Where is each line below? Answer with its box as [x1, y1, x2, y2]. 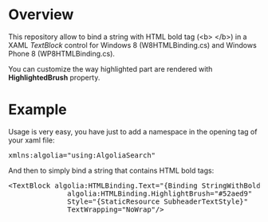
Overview [8, 6, 74, 24]
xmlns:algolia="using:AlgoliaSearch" [8, 150, 156, 160]
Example [8, 101, 67, 119]
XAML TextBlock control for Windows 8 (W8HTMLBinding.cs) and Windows [8, 40, 257, 49]
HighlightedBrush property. [8, 72, 100, 82]
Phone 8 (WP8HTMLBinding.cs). [8, 49, 116, 58]
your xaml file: [8, 135, 55, 145]
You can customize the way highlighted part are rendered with [8, 64, 213, 73]
